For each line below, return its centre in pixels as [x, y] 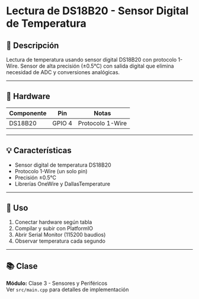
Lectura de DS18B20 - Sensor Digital [97, 11]
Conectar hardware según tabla [53, 222]
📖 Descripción [33, 45]
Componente [28, 113]
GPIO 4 [62, 123]
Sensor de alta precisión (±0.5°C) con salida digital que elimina [97, 66]
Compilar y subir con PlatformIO [54, 228]
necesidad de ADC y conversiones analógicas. [63, 72]
